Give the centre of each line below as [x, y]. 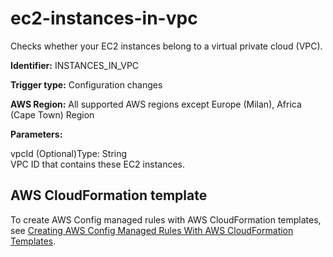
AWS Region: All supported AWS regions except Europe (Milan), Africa [156, 104]
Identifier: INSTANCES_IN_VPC [75, 65]
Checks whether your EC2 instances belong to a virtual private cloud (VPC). [166, 46]
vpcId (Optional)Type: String [69, 153]
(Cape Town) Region [52, 114]
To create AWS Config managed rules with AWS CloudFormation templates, [166, 219]
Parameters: [36, 134]
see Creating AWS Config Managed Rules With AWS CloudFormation [152, 230]
